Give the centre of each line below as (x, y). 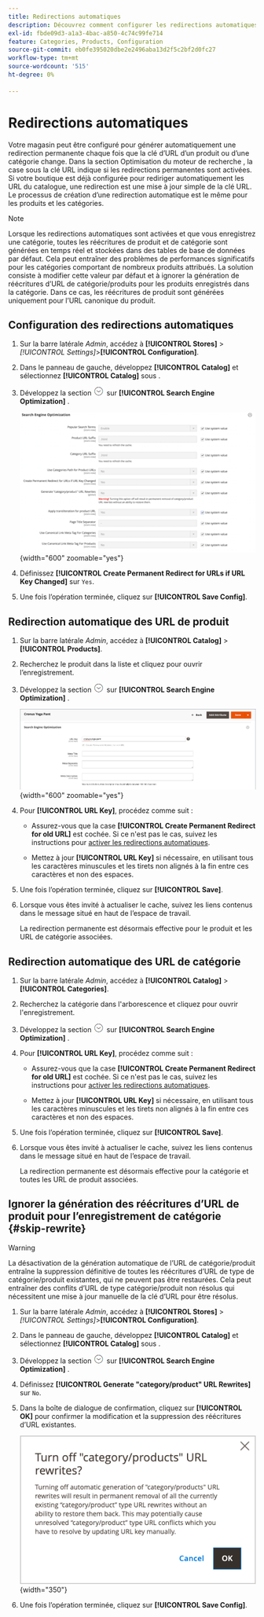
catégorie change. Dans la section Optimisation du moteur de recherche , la (130, 161)
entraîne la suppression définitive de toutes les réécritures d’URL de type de (131, 1271)
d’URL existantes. (48, 1424)
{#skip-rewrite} (47, 1229)
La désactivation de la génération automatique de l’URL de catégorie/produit (132, 1262)
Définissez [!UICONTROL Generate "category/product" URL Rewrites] (135, 1384)
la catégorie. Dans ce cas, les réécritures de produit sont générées (116, 292)
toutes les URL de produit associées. (79, 1179)
